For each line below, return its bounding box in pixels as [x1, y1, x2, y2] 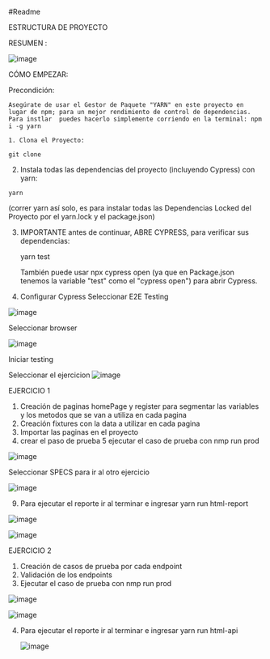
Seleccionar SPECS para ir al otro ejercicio [8, 467, 150, 477]
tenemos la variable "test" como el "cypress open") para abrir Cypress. [19, 276, 258, 286]
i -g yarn [8, 122, 42, 130]
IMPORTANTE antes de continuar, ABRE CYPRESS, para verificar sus [19, 227, 249, 237]
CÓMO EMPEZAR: [8, 70, 69, 79]
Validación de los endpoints [19, 570, 113, 580]
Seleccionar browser [8, 323, 78, 333]
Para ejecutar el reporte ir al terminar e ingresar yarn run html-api [19, 626, 238, 635]
